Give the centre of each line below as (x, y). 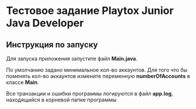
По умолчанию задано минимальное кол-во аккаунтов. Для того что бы (97, 70)
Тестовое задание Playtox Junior (90, 11)
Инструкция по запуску (52, 45)
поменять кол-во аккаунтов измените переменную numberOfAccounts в (98, 76)
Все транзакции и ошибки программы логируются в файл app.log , (89, 94)
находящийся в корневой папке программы (61, 100)
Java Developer (45, 23)
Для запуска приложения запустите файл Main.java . (72, 59)
